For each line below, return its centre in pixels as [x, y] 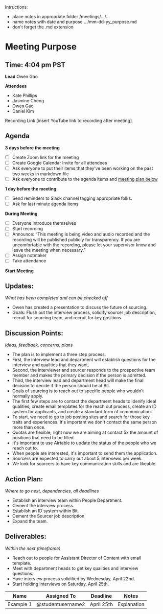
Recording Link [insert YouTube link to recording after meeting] [69, 120]
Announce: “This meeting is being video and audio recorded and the [81, 234]
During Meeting [21, 214]
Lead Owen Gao [22, 76]
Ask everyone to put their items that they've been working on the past [82, 168]
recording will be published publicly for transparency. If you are [76, 240]
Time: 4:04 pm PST [35, 65]
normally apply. [28, 396]
